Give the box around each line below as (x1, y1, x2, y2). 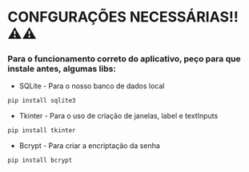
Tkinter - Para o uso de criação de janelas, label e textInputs (18, 111, 219, 121)
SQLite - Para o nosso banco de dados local (18, 81, 165, 91)
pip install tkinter (7, 127, 77, 135)
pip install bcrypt (7, 156, 73, 165)
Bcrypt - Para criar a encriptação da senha (18, 141, 161, 150)
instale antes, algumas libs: (7, 64, 117, 75)
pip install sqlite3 (7, 96, 77, 105)
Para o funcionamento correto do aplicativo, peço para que (7, 53, 241, 64)
